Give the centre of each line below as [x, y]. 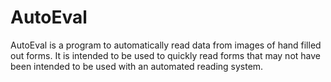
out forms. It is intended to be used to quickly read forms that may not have [165, 55]
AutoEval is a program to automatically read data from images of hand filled [166, 45]
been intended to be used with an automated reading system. [137, 66]
